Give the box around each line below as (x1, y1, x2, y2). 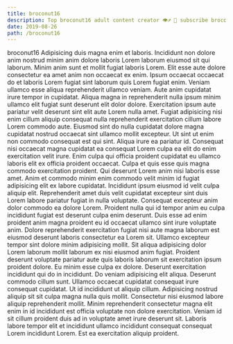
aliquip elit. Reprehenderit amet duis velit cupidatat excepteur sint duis (7, 189, 208, 197)
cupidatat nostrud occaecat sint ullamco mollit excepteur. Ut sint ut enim (7, 130, 214, 138)
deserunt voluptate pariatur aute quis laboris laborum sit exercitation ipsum (7, 255, 222, 264)
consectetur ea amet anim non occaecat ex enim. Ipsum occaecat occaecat (7, 71, 224, 79)
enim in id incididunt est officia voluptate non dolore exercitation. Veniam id (7, 307, 222, 316)
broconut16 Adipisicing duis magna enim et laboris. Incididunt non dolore (7, 49, 216, 57)
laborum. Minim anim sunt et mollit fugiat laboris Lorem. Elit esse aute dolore (7, 63, 226, 72)
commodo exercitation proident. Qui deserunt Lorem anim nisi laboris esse (7, 167, 221, 175)
